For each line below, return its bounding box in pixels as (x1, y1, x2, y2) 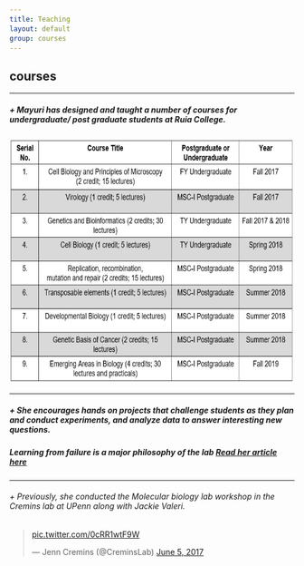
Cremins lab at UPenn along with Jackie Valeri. (9, 501, 185, 512)
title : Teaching (9, 15, 71, 24)
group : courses (9, 34, 67, 43)
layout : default (9, 24, 71, 34)
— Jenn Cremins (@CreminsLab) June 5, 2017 (31, 546, 204, 557)
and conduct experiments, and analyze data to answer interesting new (9, 414, 282, 425)
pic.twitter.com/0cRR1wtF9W (31, 529, 140, 540)
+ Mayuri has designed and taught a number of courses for (9, 104, 238, 115)
